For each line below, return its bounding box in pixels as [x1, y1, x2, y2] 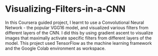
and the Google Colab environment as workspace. [5, 45, 106, 51]
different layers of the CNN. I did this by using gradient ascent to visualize [5, 30, 154, 36]
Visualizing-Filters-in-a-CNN [5, 3, 126, 15]
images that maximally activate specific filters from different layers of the [5, 35, 152, 41]
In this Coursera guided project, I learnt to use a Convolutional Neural [5, 19, 144, 25]
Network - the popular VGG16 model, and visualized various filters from [5, 24, 149, 30]
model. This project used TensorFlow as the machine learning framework [5, 40, 152, 46]
